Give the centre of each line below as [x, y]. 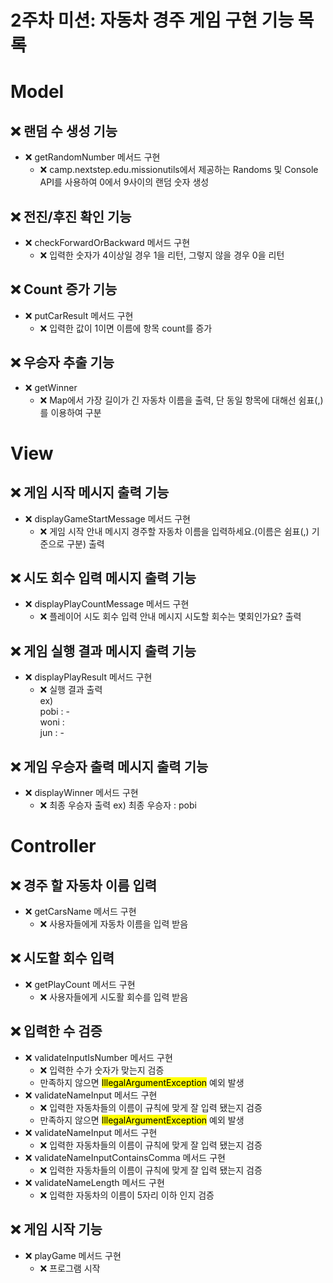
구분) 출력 [85, 543]
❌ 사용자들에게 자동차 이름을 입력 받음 [114, 924]
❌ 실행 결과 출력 [71, 690]
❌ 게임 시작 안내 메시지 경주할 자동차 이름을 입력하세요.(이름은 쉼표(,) [174, 531]
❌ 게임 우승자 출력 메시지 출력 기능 [109, 766]
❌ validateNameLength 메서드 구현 [94, 1182]
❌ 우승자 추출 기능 [62, 362]
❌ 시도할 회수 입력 [62, 958]
